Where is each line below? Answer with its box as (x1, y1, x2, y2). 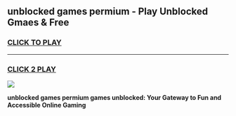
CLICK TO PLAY (7, 38, 62, 48)
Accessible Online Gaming (7, 101, 86, 109)
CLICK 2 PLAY (7, 64, 56, 74)
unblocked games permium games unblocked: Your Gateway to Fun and (7, 93, 222, 101)
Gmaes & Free (7, 17, 70, 29)
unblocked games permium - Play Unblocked (7, 6, 209, 18)
